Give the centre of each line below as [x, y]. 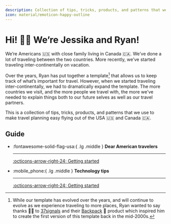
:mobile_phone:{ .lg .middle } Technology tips [61, 171]
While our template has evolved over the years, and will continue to [83, 200]
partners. [15, 103]
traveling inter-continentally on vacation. [48, 65]
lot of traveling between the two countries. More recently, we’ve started [80, 59]
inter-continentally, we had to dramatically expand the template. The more [83, 86]
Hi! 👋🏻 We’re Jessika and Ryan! [72, 40]
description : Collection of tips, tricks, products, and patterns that [83, 10]
